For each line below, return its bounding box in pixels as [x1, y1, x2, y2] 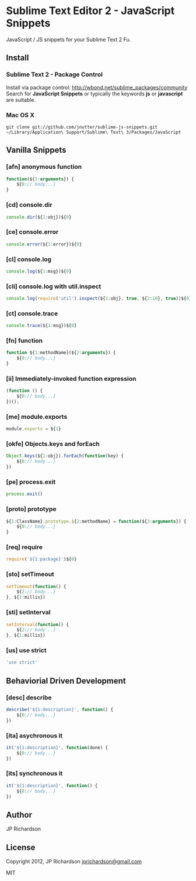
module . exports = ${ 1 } [6, 426, 61, 432]
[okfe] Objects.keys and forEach [6, 440, 100, 448]
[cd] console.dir [6, 201, 52, 209]
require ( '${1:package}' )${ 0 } [6, 556, 77, 562]
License [6, 842, 36, 852]
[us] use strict [6, 646, 47, 654]
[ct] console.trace [6, 309, 58, 317]
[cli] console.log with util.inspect [6, 282, 101, 291]
